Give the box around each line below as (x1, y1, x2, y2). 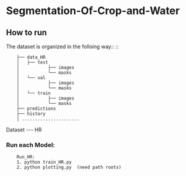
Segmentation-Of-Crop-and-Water (6, 4, 180, 18)
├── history (16, 111, 46, 117)
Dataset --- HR (6, 126, 42, 133)
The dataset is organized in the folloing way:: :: (6, 43, 119, 50)
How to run (6, 28, 47, 38)
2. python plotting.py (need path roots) (16, 164, 122, 171)
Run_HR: (16, 154, 35, 160)
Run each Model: (6, 141, 56, 149)
